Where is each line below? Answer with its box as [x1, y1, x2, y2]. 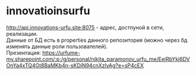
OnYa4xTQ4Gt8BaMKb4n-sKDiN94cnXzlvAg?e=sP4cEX [6, 61, 144, 69]
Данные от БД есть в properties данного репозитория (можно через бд [6, 36, 188, 43]
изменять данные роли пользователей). [6, 43, 108, 50]
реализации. [6, 30, 38, 37]
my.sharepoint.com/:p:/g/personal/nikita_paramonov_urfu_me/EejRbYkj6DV [6, 55, 190, 62]
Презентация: [6, 49, 42, 56]
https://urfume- [42, 49, 80, 56]
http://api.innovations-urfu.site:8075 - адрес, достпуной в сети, [6, 24, 165, 31]
